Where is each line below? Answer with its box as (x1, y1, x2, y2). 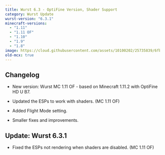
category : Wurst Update (5, 12, 54, 17)
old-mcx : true (5, 52, 34, 58)
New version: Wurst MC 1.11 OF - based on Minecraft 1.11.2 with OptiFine (12, 84, 158, 89)
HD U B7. (12, 89, 30, 95)
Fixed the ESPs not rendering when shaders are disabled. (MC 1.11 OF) (12, 145, 154, 150)
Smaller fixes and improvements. (12, 117, 79, 123)
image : (5, 48, 19, 53)
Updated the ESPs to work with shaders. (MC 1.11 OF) (12, 98, 120, 104)
